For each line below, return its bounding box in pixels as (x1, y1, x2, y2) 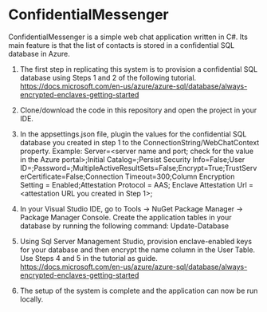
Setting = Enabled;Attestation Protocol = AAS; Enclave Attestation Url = (19, 180, 253, 189)
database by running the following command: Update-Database (19, 221, 230, 231)
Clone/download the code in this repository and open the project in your (19, 105, 257, 115)
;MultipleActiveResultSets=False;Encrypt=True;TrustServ (70, 163, 257, 172)
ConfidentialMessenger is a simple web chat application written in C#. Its (8, 32, 249, 41)
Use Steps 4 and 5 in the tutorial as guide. (19, 253, 158, 263)
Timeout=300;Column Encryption (124, 172, 235, 181)
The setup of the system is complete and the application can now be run (19, 286, 258, 295)
